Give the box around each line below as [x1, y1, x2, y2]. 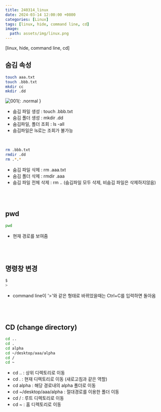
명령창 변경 [5, 264, 38, 273]
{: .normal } [17, 98, 42, 104]
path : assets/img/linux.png [10, 31, 69, 36]
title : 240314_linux [5, 7, 49, 13]
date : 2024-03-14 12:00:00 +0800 [5, 12, 76, 17]
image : [5, 26, 19, 31]
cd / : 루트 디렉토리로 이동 [12, 395, 64, 401]
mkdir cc [5, 84, 24, 89]
